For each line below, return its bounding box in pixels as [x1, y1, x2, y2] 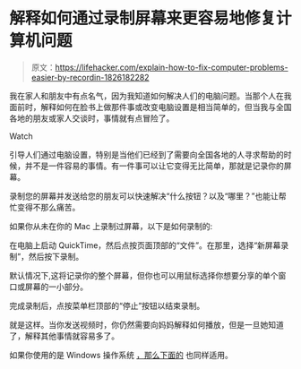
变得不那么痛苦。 [16, 202, 81, 212]
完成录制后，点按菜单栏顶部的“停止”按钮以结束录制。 [9, 300, 205, 311]
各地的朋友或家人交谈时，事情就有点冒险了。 [9, 113, 175, 124]
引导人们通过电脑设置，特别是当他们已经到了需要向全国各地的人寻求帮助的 [9, 149, 284, 159]
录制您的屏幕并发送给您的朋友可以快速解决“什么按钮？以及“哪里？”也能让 [9, 190, 279, 202]
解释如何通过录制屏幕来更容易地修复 [9, 8, 277, 29]
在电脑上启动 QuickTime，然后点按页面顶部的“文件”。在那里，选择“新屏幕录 [9, 239, 289, 251]
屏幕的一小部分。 [24, 281, 88, 292]
